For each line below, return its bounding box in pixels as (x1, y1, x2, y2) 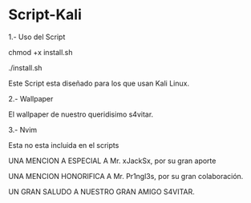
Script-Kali (8, 6, 83, 24)
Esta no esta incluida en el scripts (8, 140, 119, 149)
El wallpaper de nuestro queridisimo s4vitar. (8, 109, 154, 119)
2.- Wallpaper (8, 94, 54, 103)
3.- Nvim (8, 125, 38, 134)
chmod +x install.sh (8, 47, 74, 57)
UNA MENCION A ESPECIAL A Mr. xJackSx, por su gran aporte (8, 156, 217, 165)
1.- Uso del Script (8, 32, 66, 42)
